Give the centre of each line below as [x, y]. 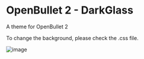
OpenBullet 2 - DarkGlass [70, 10]
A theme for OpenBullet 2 [37, 27]
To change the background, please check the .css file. [72, 38]
